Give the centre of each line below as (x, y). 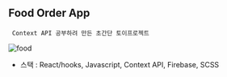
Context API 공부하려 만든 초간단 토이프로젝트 (80, 33)
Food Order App (49, 13)
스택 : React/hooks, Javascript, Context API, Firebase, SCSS (120, 64)
